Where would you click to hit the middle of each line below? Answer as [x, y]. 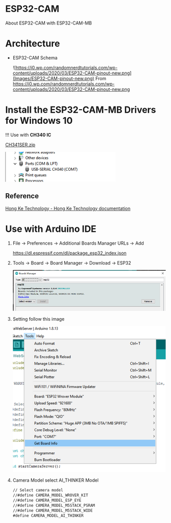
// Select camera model [38, 490]
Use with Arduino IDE [51, 229]
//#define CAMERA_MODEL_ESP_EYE [47, 501]
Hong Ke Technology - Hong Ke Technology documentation [68, 208]
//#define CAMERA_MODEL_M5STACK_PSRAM [54, 506]
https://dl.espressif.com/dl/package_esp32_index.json [69, 253]
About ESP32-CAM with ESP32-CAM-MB [49, 23]
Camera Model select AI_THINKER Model [55, 480]
